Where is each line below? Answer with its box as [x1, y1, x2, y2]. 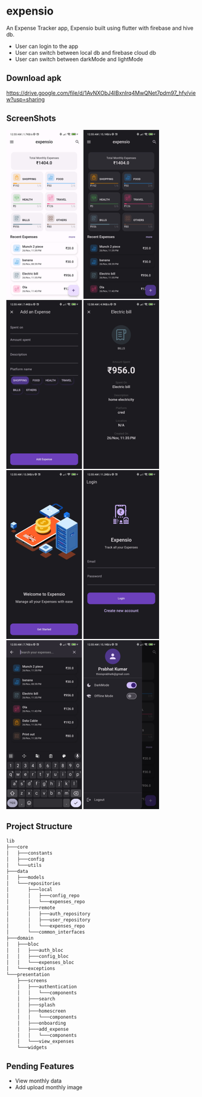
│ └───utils [6, 863, 42, 869]
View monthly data [15, 1077, 62, 1084]
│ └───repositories [6, 881, 61, 887]
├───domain [6, 935, 34, 942]
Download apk [6, 73, 62, 83]
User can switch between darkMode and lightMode [15, 55, 143, 63]
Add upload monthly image [15, 1084, 83, 1091]
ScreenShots [6, 114, 56, 124]
